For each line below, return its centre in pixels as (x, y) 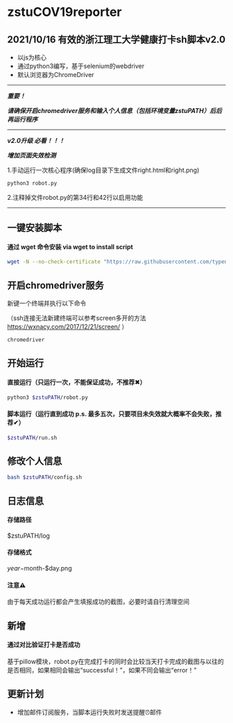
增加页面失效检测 (32, 155)
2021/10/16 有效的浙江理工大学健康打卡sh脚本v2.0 (116, 39)
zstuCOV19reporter (64, 12)
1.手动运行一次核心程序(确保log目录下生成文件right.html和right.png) (103, 170)
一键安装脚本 (35, 228)
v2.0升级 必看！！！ (36, 141)
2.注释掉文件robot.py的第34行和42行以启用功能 (75, 197)
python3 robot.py (32, 183)
